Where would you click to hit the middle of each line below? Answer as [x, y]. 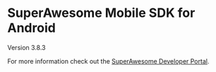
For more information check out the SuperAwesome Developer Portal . [108, 61]
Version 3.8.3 [26, 47]
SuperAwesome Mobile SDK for [101, 13]
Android [32, 28]
